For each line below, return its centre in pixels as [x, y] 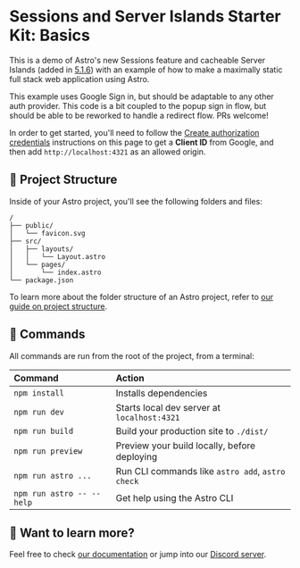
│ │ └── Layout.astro [57, 256]
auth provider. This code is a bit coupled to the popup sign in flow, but [138, 105]
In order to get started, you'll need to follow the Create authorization [134, 132]
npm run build [44, 431]
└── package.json [42, 280]
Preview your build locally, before [186, 446]
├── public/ [31, 225]
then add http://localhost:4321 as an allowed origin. [108, 151]
